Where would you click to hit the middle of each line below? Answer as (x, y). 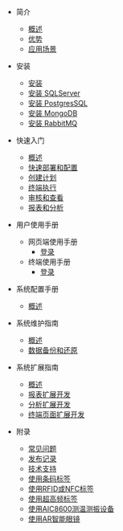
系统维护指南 (37, 323)
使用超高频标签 (53, 499)
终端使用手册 (49, 262)
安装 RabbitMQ (53, 123)
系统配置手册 (37, 289)
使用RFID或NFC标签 (61, 489)
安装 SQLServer (54, 93)
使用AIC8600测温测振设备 (71, 509)
